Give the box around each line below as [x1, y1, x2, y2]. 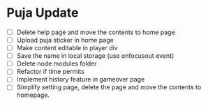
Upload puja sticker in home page [16, 36, 114, 44]
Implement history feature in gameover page [16, 75, 145, 84]
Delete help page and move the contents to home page [16, 28, 175, 36]
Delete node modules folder [16, 59, 97, 68]
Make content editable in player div [16, 44, 118, 52]
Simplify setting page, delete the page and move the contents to [16, 83, 202, 91]
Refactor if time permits [16, 68, 85, 76]
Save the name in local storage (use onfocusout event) [16, 52, 174, 60]
